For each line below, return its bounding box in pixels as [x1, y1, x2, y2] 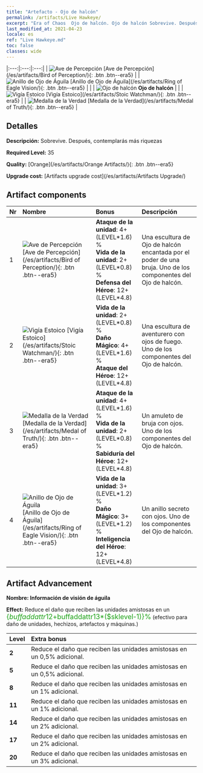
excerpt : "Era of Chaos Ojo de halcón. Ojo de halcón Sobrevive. [6, 20, 177, 26]
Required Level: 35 [6, 149, 54, 156]
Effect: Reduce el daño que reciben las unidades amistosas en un [6, 606, 170, 613]
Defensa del [95, 278, 132, 287]
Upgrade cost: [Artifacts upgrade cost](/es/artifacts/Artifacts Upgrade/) [6, 172, 186, 179]
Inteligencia [95, 535, 130, 544]
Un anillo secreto [141, 505, 190, 513]
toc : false [6, 43, 34, 49]
